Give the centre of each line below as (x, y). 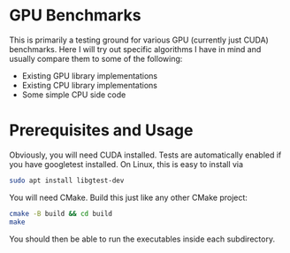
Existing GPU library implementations (89, 75)
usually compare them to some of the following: (96, 58)
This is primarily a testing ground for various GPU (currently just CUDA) (139, 40)
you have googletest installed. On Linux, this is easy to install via (126, 164)
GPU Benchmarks (75, 15)
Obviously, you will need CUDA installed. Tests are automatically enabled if (145, 155)
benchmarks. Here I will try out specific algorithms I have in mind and (135, 49)
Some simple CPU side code (74, 95)
